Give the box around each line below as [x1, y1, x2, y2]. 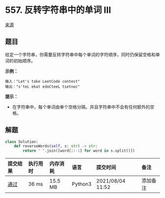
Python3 [72, 181, 92, 188]
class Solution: [5, 139, 38, 144]
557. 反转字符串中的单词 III [5, 4, 111, 16]
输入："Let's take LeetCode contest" [5, 79, 80, 84]
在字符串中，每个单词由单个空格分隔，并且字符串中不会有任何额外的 [12, 104, 150, 110]
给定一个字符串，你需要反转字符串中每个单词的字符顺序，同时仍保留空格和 [5, 51, 156, 57]
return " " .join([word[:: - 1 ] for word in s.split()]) [23, 148, 135, 153]
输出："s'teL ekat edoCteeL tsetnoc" [5, 84, 80, 89]
